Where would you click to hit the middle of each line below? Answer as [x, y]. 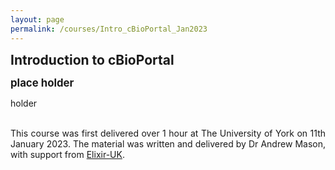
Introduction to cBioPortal [92, 59]
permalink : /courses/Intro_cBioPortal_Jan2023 [109, 29]
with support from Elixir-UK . [67, 154]
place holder [42, 83]
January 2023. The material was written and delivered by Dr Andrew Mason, [168, 143]
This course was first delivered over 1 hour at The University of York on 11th [168, 133]
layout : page [37, 19]
